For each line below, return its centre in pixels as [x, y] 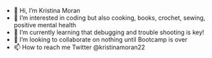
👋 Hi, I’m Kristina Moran [47, 11]
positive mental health [45, 25]
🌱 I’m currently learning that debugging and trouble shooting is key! [109, 32]
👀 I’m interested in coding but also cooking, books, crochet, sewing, [109, 18]
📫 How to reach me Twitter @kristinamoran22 [79, 47]
